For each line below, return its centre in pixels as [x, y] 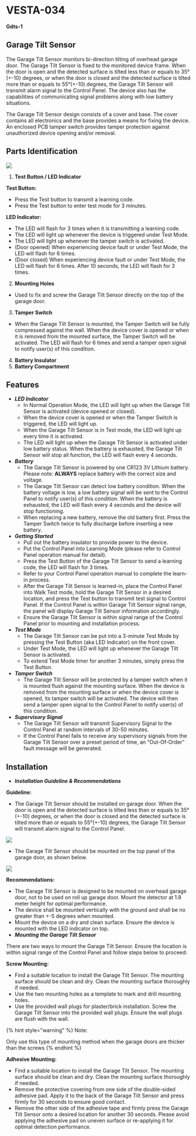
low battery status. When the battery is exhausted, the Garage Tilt [103, 449]
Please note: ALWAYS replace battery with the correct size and [100, 474]
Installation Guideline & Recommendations [68, 781]
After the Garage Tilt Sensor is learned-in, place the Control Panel [103, 586]
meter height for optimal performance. [61, 904]
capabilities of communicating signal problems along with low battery [90, 96]
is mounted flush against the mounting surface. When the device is [104, 686]
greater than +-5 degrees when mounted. [65, 916]
